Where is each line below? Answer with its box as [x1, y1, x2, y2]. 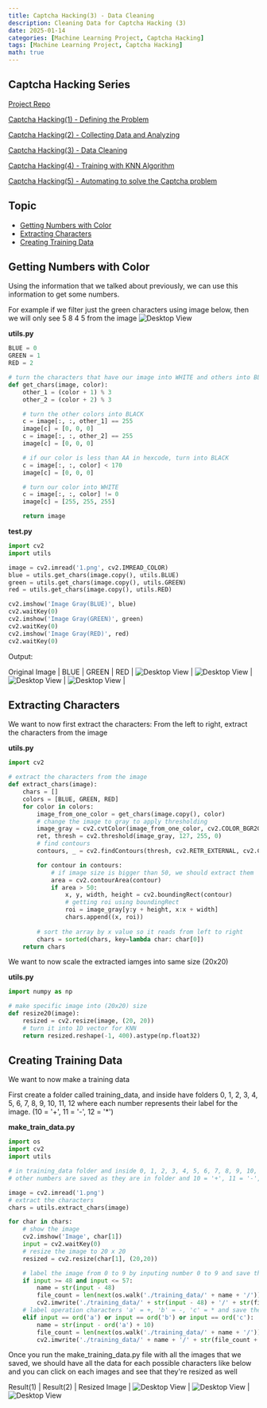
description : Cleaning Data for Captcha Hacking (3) [8, 19, 187, 27]
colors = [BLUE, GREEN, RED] [22, 795, 119, 803]
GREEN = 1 [8, 351, 41, 360]
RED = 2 [8, 359, 34, 367]
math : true [8, 48, 44, 56]
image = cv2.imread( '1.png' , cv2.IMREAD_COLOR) [8, 564, 169, 572]
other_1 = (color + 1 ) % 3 [22, 388, 112, 396]
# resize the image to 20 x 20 [22, 1247, 126, 1255]
